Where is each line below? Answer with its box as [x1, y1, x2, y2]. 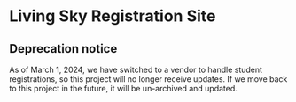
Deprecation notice [9, 41, 118, 56]
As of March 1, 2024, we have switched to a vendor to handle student [9, 64, 263, 75]
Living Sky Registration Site [9, 6, 216, 26]
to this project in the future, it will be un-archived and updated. [9, 84, 238, 93]
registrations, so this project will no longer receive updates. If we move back [9, 74, 288, 84]
